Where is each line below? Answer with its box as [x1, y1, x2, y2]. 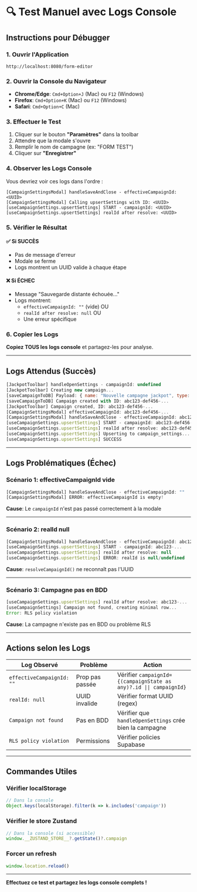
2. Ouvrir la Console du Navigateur [6, 77, 107, 85]
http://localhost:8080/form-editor [6, 63, 93, 69]
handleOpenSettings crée [117, 716, 186, 724]
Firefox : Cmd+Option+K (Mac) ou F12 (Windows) [14, 97, 127, 104]
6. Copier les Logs [6, 330, 59, 338]
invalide [76, 699, 98, 707]
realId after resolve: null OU [23, 310, 101, 317]
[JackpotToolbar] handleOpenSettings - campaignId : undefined [6, 382, 161, 388]
